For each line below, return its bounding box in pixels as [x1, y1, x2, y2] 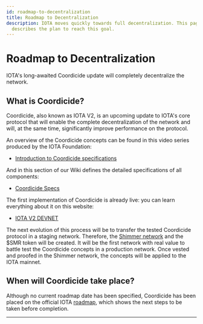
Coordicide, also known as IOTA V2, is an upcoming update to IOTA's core [6, 112, 190, 119]
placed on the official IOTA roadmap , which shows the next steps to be [6, 298, 182, 306]
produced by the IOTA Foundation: [6, 143, 92, 150]
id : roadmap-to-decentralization [6, 8, 91, 15]
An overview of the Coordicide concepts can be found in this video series [6, 137, 190, 144]
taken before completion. [6, 305, 69, 312]
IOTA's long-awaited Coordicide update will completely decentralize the [6, 72, 185, 79]
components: [6, 173, 39, 180]
